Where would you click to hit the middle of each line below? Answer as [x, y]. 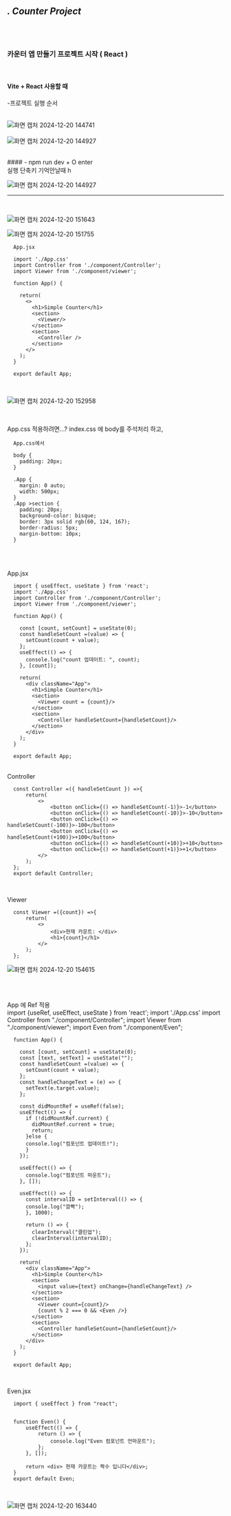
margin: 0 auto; [43, 486]
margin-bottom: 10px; [50, 534]
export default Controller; [54, 873]
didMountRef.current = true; [74, 1124]
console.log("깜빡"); [55, 1206]
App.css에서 [29, 443]
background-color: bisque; [58, 516]
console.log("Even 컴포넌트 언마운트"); [103, 1441]
